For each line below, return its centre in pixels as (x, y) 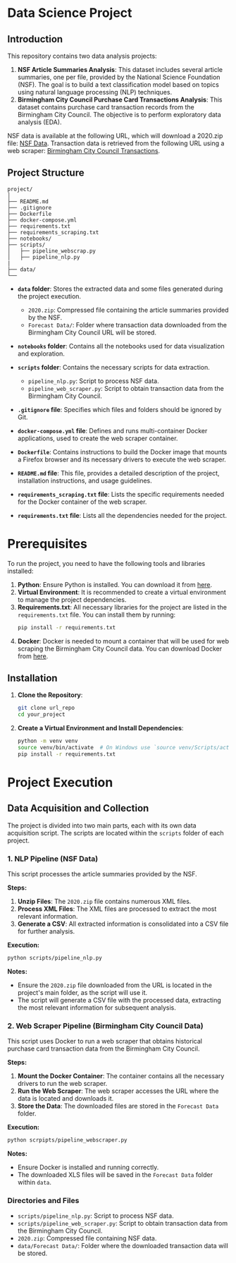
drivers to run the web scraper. (62, 1084)
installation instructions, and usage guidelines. (85, 481)
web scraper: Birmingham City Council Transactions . (84, 151)
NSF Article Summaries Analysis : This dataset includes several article (120, 70)
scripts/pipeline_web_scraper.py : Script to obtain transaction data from (122, 1223)
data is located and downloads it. (66, 1099)
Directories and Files (43, 1201)
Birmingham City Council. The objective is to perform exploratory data (119, 115)
